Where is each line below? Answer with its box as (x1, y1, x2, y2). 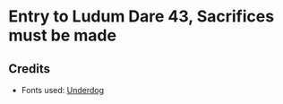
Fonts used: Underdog (21, 85, 105, 95)
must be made (8, 25, 117, 46)
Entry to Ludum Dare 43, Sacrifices (8, 6, 275, 27)
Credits (8, 61, 51, 76)
